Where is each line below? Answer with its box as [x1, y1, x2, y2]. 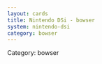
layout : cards [7, 10, 49, 17]
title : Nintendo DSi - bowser [7, 17, 96, 24]
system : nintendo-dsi [7, 23, 71, 30]
